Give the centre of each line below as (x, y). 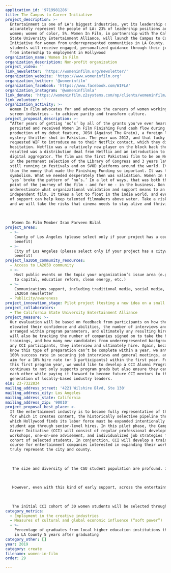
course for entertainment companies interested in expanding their (83, 445)
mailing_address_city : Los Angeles (43, 393)
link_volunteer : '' (26, 100)
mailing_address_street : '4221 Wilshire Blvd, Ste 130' (66, 388)
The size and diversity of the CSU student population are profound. (87, 468)
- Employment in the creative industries (54, 516)
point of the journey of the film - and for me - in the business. (83, 185)
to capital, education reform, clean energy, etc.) (70, 279)
